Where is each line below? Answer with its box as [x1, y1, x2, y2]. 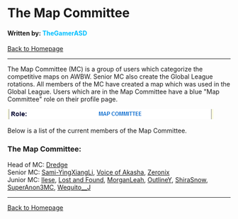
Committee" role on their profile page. [7, 95, 118, 103]
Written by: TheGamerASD [7, 28, 87, 37]
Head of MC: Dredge [7, 160, 69, 169]
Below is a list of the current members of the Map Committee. [7, 126, 188, 135]
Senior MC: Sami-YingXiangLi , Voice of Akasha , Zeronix [7, 168, 170, 176]
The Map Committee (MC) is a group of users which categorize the [7, 65, 203, 74]
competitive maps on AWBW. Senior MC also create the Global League [7, 72, 214, 81]
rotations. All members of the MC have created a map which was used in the [7, 80, 230, 89]
